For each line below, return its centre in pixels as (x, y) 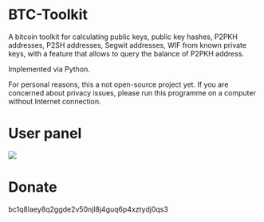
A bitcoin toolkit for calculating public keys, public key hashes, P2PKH (123, 37)
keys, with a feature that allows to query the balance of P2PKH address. (126, 53)
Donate (33, 187)
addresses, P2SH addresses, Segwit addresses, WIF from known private (128, 45)
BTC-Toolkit (48, 15)
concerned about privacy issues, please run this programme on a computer (132, 92)
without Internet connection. (55, 101)
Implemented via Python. (49, 68)
